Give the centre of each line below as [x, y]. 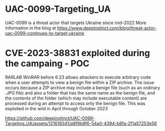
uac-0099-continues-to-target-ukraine [45, 33]
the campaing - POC [47, 64]
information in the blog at [31, 28]
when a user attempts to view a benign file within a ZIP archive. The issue [80, 82]
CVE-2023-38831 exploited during [78, 53]
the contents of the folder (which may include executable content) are [76, 98]
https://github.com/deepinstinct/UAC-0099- [50, 118]
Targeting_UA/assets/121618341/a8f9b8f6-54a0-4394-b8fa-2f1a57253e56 [81, 123]
